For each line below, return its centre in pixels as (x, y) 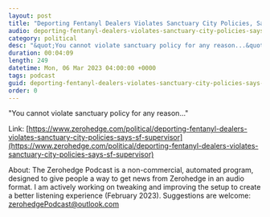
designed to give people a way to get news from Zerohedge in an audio (127, 178)
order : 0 (23, 90)
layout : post (30, 16)
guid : (17, 83)
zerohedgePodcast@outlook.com (64, 204)
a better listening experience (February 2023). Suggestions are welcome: (130, 196)
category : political (43, 38)
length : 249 (28, 61)
